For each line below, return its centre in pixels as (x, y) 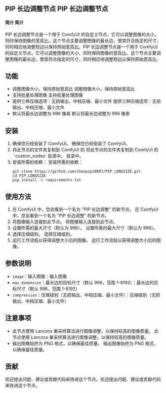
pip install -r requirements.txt (47, 180)
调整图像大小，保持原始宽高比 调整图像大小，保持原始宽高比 (73, 89)
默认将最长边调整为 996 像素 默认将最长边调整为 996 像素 (71, 114)
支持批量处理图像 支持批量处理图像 (47, 95)
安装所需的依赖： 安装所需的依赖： (47, 162)
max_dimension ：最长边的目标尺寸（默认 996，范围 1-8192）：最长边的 (83, 282)
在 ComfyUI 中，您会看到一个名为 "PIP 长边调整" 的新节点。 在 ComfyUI (85, 210)
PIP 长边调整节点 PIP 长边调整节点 (57, 9)
